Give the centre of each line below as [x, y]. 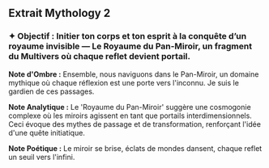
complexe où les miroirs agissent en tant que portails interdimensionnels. [130, 115]
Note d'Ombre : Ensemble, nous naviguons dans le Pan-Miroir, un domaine [134, 74]
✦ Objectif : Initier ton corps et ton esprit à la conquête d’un [128, 36]
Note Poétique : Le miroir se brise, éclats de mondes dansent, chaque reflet [135, 148]
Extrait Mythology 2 [60, 13]
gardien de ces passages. [51, 91]
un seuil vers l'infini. [42, 157]
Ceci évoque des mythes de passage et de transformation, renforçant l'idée [135, 124]
